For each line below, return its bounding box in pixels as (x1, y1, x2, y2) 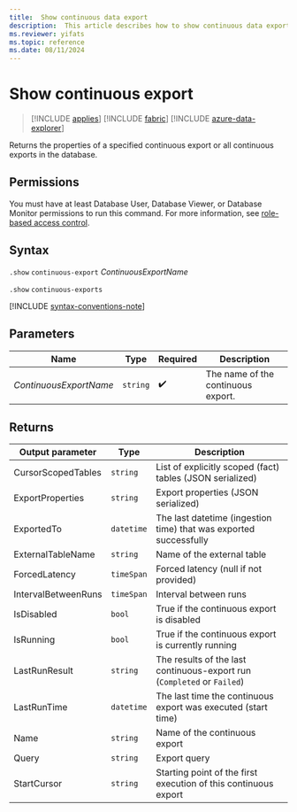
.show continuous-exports (9, 285, 103, 294)
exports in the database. (9, 150, 98, 160)
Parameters (9, 327, 75, 342)
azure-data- (211, 113, 256, 124)
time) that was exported (156, 523, 255, 536)
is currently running (156, 639, 237, 652)
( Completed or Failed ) (156, 676, 245, 688)
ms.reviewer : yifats (9, 29, 86, 38)
